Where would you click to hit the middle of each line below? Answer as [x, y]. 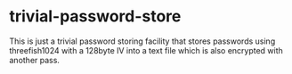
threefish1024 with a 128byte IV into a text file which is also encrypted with [146, 50]
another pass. [35, 60]
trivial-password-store [95, 16]
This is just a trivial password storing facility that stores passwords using [142, 41]
